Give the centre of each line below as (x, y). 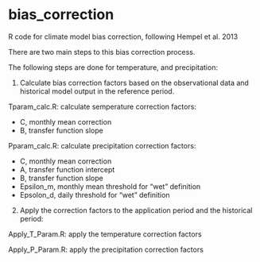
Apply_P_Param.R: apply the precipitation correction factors (106, 249)
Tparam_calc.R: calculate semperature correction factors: (103, 106)
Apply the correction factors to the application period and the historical (136, 210)
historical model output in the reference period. (97, 91)
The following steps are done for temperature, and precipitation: (113, 67)
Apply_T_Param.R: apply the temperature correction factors (105, 234)
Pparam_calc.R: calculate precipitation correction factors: (102, 145)
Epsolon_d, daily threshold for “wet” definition (95, 195)
